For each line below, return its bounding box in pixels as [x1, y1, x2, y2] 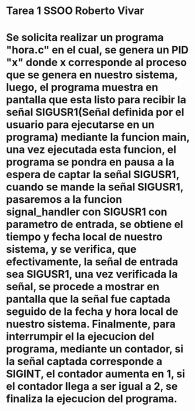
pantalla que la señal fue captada [6, 293, 171, 306]
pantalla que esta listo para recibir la [6, 93, 186, 107]
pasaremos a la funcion [6, 193, 122, 206]
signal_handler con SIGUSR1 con [6, 205, 168, 219]
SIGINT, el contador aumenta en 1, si [6, 368, 186, 381]
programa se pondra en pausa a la [6, 155, 175, 169]
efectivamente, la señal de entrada [6, 255, 179, 269]
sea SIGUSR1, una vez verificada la [6, 268, 178, 281]
